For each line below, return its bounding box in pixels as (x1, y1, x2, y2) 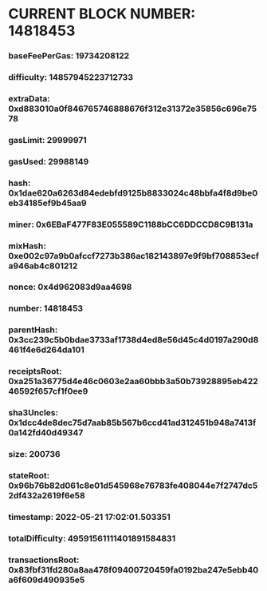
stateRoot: (8, 470, 50, 482)
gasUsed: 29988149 (8, 156, 89, 167)
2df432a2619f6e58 (8, 490, 85, 502)
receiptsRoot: (8, 366, 62, 377)
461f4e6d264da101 (8, 344, 85, 355)
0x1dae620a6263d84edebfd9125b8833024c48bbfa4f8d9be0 (8, 187, 258, 198)
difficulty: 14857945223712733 (8, 72, 134, 83)
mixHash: (8, 240, 46, 252)
